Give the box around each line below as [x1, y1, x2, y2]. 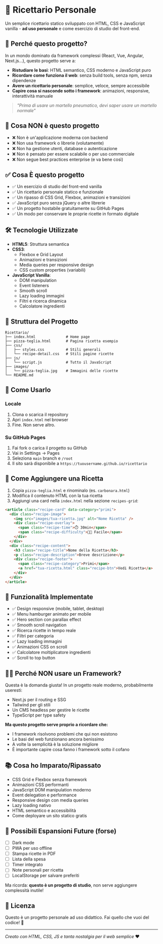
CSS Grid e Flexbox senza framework [12, 777, 87, 783]
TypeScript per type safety [12, 712, 66, 718]
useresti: [5, 687, 23, 693]
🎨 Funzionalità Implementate [5, 593, 93, 601]
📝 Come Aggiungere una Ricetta [5, 475, 103, 483]
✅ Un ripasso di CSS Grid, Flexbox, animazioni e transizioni [12, 194, 130, 201]
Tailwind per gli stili [12, 702, 51, 708]
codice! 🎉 [5, 920, 24, 926]
